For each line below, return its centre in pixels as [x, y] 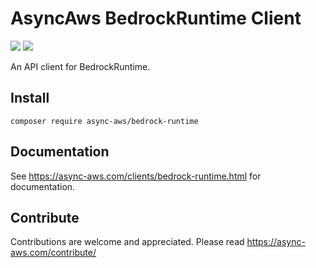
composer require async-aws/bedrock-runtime [104, 121]
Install [30, 98]
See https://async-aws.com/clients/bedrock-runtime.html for [136, 176]
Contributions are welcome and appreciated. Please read [127, 242]
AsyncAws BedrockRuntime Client [156, 18]
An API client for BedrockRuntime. [80, 66]
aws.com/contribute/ [53, 253]
